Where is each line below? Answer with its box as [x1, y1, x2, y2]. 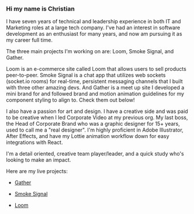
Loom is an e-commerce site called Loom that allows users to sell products [6, 65, 187, 73]
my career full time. [6, 37, 53, 44]
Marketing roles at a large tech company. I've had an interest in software [6, 24, 181, 31]
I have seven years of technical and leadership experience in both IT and [6, 18, 181, 25]
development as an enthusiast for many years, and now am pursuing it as [6, 30, 182, 37]
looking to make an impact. [6, 157, 71, 164]
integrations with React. [6, 139, 63, 146]
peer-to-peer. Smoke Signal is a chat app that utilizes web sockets [6, 72, 166, 79]
